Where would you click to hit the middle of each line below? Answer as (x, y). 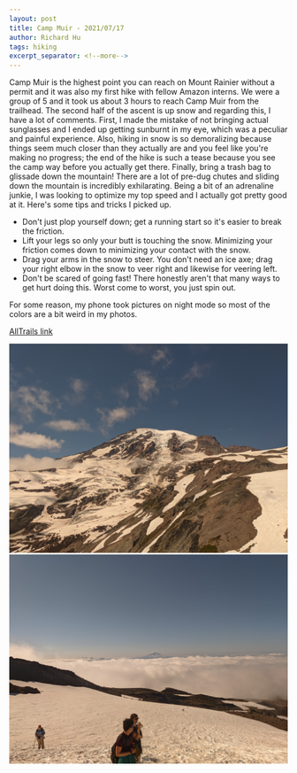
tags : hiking (33, 47)
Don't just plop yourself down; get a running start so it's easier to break (152, 222)
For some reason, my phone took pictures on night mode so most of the (140, 305)
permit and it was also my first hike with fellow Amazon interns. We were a (145, 92)
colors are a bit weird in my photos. (73, 314)
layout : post (33, 19)
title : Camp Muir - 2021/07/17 (67, 28)
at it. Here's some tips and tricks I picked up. (91, 205)
